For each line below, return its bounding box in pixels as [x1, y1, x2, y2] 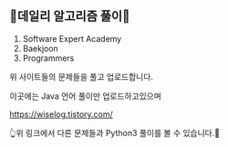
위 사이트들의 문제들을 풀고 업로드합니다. [9, 71, 153, 82]
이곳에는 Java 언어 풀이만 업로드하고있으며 [9, 90, 162, 102]
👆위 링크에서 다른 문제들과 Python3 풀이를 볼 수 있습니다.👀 [9, 127, 221, 138]
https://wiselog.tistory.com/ [9, 108, 114, 120]
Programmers [22, 53, 75, 64]
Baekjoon [22, 43, 59, 54]
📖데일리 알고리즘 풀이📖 [9, 8, 130, 24]
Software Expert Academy [22, 33, 122, 44]
